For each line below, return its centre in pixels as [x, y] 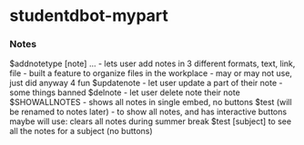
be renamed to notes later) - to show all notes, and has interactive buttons [148, 112]
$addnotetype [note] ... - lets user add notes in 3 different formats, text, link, [152, 63]
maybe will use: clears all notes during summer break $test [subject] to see [151, 121]
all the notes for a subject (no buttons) [81, 131]
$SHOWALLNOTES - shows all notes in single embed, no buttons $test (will [151, 102]
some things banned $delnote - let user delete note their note [125, 92]
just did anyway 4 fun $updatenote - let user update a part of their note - [146, 83]
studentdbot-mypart [89, 16]
